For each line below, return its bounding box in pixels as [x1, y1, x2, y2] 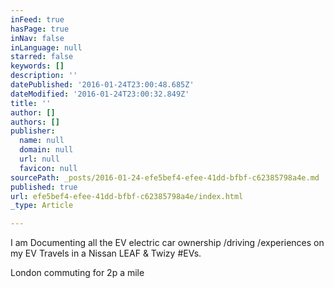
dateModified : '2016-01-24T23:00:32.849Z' [10, 89, 190, 99]
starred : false [10, 52, 74, 62]
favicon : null [19, 163, 78, 173]
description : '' [10, 71, 78, 81]
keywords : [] [10, 61, 65, 71]
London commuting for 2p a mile [10, 267, 145, 279]
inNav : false [10, 33, 65, 43]
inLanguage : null [10, 42, 83, 53]
